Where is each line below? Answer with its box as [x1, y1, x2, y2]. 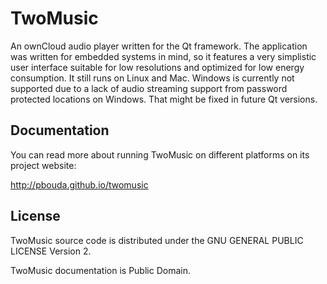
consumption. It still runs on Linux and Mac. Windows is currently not [10, 72, 295, 84]
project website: [10, 159, 77, 171]
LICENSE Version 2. [10, 245, 92, 257]
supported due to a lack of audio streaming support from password [10, 82, 288, 94]
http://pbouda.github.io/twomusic [10, 178, 149, 191]
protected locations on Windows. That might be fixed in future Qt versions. [10, 93, 318, 105]
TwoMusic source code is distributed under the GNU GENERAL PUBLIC [10, 234, 304, 246]
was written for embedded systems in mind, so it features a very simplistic [10, 50, 317, 62]
